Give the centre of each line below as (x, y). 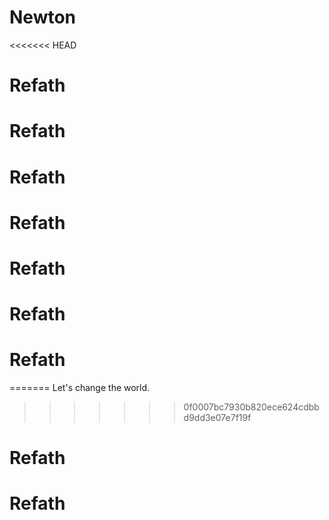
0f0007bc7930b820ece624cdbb (251, 407)
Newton (43, 17)
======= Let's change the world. (80, 387)
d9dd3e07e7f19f (217, 417)
